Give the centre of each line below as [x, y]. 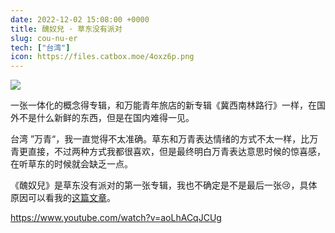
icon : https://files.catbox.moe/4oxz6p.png [102, 57]
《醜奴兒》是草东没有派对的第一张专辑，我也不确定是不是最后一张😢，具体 [164, 185]
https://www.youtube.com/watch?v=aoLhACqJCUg [116, 218]
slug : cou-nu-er [44, 38]
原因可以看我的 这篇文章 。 [63, 198]
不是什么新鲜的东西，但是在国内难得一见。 [106, 118]
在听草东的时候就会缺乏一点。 [71, 164]
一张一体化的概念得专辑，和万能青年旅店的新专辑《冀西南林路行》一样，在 [163, 105]
